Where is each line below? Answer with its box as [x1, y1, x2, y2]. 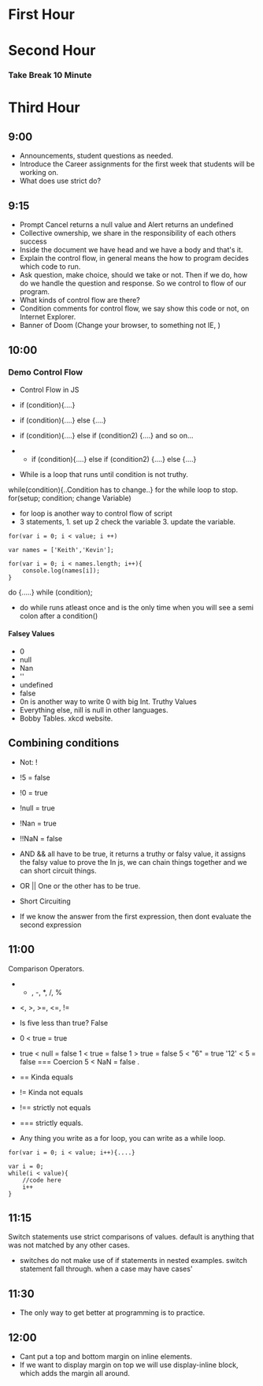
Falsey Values [8, 629, 55, 639]
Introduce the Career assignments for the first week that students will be [19, 159, 255, 169]
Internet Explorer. [19, 312, 76, 322]
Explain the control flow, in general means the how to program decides [19, 254, 250, 263]
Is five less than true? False [19, 1018, 109, 1027]
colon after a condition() [19, 611, 98, 620]
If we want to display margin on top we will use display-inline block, [19, 1360, 239, 1369]
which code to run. [19, 262, 81, 271]
